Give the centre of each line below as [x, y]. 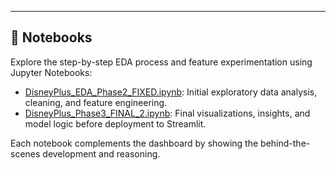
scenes [25, 153]
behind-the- [285, 143]
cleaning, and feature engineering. [96, 102]
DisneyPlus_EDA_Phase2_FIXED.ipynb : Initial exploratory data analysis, [171, 92]
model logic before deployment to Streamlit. [115, 123]
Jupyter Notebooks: [51, 72]
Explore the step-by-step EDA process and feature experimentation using [161, 62]
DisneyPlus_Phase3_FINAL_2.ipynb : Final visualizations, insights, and [167, 113]
